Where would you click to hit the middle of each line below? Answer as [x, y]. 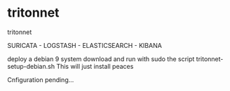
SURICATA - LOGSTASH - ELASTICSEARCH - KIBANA [85, 45]
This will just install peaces [95, 66]
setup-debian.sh [31, 66]
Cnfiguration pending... [41, 80]
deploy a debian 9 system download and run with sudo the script [101, 59]
